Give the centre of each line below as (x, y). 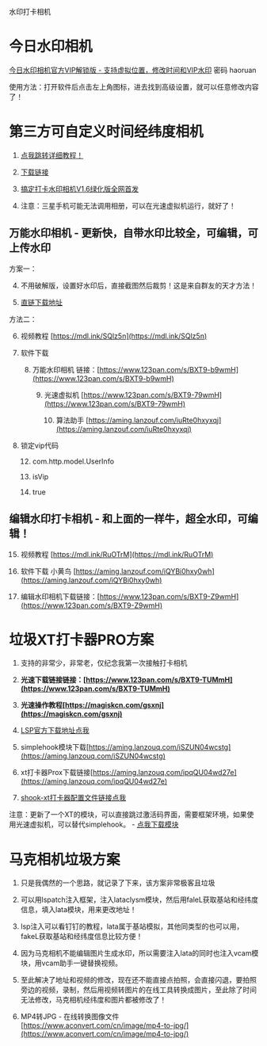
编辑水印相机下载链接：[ (60, 596)
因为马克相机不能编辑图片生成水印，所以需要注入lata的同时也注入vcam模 (139, 953)
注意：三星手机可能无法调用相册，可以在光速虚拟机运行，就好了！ (128, 205)
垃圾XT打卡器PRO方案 (82, 639)
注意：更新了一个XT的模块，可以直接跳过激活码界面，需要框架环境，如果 (128, 815)
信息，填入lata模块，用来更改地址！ (78, 910)
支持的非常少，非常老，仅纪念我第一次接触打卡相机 (104, 663)
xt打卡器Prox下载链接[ (57, 773)
